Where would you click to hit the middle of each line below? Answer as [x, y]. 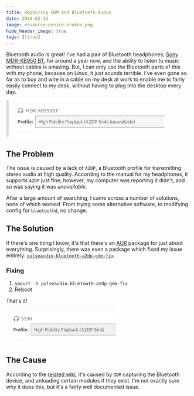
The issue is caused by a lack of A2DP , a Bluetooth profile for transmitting [94, 168]
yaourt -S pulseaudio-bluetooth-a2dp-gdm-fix [71, 284]
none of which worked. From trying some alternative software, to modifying [97, 204]
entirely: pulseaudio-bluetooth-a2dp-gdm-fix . [61, 255]
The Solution [30, 229]
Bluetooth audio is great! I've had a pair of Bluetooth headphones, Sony [92, 54]
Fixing [15, 271]
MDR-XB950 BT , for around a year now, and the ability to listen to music [93, 61]
